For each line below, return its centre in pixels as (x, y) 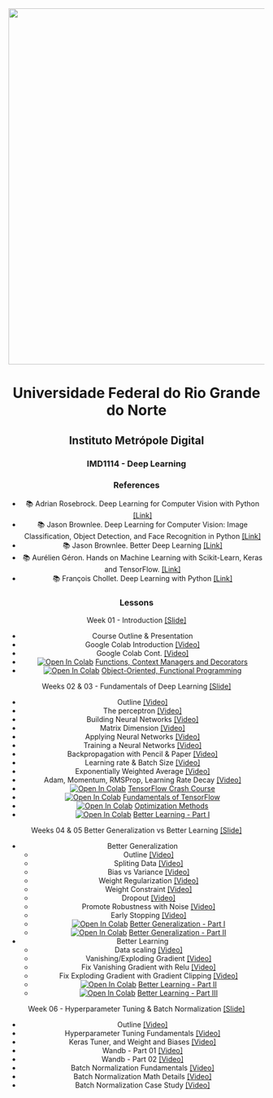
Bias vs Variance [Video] (149, 872)
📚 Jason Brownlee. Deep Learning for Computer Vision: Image (143, 524)
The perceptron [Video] (143, 711)
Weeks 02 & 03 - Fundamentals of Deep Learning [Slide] (136, 686)
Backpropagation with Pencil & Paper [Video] (142, 754)
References (136, 485)
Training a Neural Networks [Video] (143, 746)
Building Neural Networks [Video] (143, 720)
